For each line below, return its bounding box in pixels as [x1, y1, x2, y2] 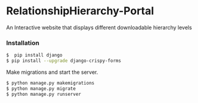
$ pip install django [6, 52, 63, 58]
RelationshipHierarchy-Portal [6, 4, 154, 18]
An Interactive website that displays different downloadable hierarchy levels [6, 24, 192, 31]
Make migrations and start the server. [6, 68, 98, 76]
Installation [6, 39, 40, 47]
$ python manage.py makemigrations [6, 80, 95, 86]
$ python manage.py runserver [6, 91, 82, 97]
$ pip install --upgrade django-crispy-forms [6, 58, 121, 64]
